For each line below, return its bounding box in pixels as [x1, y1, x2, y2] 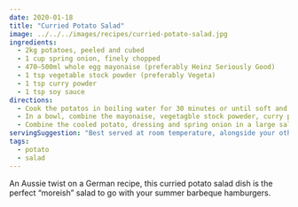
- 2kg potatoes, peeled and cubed [17, 46, 145, 55]
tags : [9, 137, 29, 146]
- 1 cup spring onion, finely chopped [17, 54, 161, 63]
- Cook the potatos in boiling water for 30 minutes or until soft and [17, 104, 288, 113]
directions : [9, 95, 53, 105]
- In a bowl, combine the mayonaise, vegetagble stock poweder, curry [17, 112, 284, 121]
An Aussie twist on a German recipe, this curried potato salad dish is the [9, 178, 273, 188]
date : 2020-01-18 [9, 12, 74, 22]
